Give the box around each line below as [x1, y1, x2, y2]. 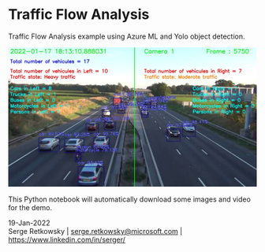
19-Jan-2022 [8, 218, 50, 228]
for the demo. [8, 203, 53, 213]
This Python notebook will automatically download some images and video [8, 195, 251, 204]
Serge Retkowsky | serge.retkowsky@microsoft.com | [8, 227, 183, 236]
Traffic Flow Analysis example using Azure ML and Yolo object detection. [8, 31, 246, 41]
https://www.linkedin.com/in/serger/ [8, 235, 126, 245]
